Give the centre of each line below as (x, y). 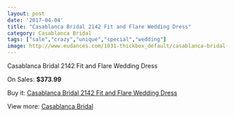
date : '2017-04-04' (36, 20)
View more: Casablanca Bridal (50, 106)
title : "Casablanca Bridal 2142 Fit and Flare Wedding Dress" (99, 26)
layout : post (26, 14)
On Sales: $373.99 (34, 79)
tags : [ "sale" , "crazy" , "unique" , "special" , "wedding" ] (87, 40)
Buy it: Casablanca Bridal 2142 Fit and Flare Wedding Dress (92, 93)
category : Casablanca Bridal (49, 33)
